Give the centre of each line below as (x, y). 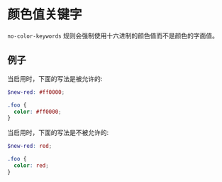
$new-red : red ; (30, 146)
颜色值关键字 (45, 15)
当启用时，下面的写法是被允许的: (55, 78)
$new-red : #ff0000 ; (36, 92)
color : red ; (32, 166)
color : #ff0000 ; (38, 112)
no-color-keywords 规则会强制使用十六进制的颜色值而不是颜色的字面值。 (113, 36)
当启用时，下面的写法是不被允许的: (58, 133)
